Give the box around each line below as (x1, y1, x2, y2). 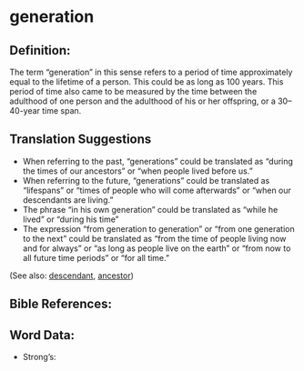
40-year (9, 105, 41, 115)
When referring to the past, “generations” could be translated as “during (22, 155, 294, 166)
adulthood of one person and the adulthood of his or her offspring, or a (9, 95, 276, 106)
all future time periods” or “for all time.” (22, 252, 170, 263)
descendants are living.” (22, 194, 114, 206)
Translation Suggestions (9, 132, 152, 147)
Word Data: (9, 327, 76, 343)
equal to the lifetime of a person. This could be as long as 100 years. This (9, 76, 284, 87)
